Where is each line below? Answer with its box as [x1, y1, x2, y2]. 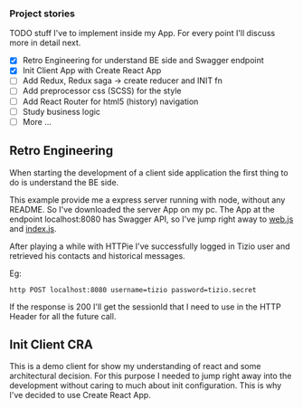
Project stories [9, 7, 75, 20]
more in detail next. [9, 37, 81, 48]
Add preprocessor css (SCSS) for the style [22, 85, 182, 97]
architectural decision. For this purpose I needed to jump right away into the [9, 370, 292, 382]
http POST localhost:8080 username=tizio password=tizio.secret [9, 285, 257, 294]
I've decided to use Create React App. [9, 390, 151, 401]
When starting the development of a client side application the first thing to [9, 166, 289, 178]
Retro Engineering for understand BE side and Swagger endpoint [22, 55, 264, 66]
